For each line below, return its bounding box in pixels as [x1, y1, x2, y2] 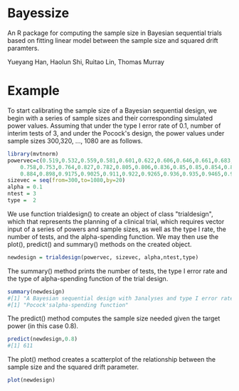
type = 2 [7, 197, 37, 204]
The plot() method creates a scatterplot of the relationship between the [7, 355, 216, 364]
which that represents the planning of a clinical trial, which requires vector [7, 217, 225, 225]
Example [7, 83, 60, 99]
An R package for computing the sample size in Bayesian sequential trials [7, 29, 223, 37]
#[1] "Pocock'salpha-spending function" [7, 301, 129, 308]
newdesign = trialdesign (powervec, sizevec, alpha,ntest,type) [7, 253, 199, 261]
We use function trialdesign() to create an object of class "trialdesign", [7, 209, 213, 218]
